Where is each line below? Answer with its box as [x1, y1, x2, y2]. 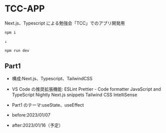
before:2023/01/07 [11, 112, 51, 118]
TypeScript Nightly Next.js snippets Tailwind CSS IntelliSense [11, 92, 138, 98]
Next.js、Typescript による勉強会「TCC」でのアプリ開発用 [4, 20, 125, 26]
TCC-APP [4, 3, 45, 14]
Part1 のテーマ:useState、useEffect [11, 102, 84, 108]
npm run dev [4, 48, 29, 53]
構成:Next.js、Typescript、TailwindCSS [11, 76, 93, 82]
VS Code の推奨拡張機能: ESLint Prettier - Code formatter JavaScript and [11, 86, 161, 92]
